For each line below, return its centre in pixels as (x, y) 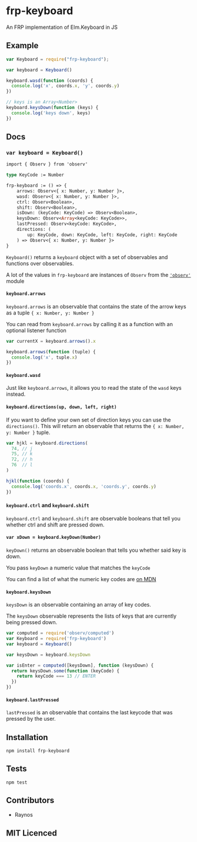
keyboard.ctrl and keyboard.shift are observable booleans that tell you (93, 518)
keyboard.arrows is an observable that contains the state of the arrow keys (96, 306)
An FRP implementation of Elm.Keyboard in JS (62, 27)
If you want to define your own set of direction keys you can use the (89, 420)
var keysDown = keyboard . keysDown (49, 655)
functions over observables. (40, 263)
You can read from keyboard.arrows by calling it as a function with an (90, 324)
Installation (27, 737)
